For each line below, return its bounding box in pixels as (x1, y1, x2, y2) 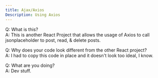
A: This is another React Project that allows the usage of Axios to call (5, 32, 150, 38)
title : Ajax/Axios (5, 7, 44, 13)
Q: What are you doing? (5, 62, 55, 68)
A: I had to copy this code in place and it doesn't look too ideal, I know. (5, 52, 154, 59)
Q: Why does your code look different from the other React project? (5, 47, 147, 53)
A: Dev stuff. (5, 67, 32, 74)
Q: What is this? (5, 26, 38, 32)
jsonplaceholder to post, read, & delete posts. (5, 37, 101, 43)
